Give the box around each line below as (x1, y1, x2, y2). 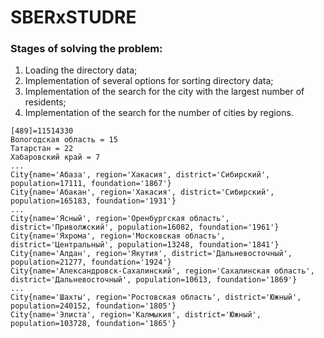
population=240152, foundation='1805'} (10, 301, 177, 311)
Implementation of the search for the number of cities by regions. (24, 107, 294, 119)
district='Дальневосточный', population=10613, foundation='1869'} (10, 275, 298, 285)
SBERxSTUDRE (10, 6, 137, 29)
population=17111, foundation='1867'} (10, 179, 172, 189)
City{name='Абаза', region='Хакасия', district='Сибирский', (10, 170, 271, 180)
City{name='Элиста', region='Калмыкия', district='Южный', (10, 310, 262, 320)
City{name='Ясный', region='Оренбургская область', (10, 214, 230, 224)
